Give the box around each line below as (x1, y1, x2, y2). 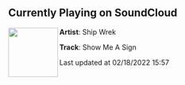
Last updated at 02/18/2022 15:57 (59, 57, 169, 67)
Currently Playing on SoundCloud (8, 6, 178, 20)
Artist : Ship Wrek (59, 27, 117, 36)
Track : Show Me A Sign (59, 42, 137, 52)
